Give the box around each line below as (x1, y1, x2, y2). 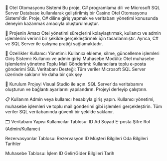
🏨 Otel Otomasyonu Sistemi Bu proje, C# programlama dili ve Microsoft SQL (5, 5, 161, 10)
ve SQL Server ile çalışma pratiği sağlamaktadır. (5, 41, 103, 47)
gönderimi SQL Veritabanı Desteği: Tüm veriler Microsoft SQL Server (5, 66, 146, 72)
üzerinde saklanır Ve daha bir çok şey (5, 72, 82, 77)
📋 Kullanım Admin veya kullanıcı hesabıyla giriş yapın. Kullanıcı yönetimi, (5, 96, 155, 102)
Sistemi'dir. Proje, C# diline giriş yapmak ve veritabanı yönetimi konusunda (5, 15, 159, 21)
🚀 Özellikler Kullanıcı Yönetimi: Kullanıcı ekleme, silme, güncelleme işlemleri (5, 50, 160, 56)
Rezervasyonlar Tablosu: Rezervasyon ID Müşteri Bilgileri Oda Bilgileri (5, 136, 148, 141)
